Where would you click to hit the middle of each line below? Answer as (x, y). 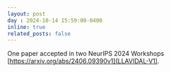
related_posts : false (39, 34)
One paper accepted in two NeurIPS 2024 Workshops (86, 54)
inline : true (26, 27)
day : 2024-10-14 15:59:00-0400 (55, 20)
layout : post (26, 14)
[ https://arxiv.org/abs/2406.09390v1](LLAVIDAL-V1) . (83, 61)
